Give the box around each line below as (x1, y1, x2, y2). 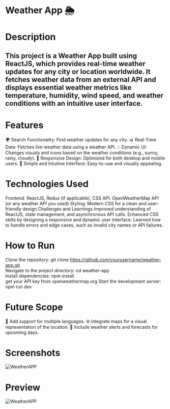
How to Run (5, 240, 55, 251)
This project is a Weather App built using (5, 51, 137, 60)
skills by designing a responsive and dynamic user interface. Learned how (5, 216, 161, 223)
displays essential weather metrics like (5, 83, 132, 92)
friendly (5, 206, 22, 212)
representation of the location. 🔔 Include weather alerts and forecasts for (5, 324, 158, 330)
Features (5, 119, 44, 131)
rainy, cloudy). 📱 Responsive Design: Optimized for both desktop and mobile (5, 155, 165, 161)
